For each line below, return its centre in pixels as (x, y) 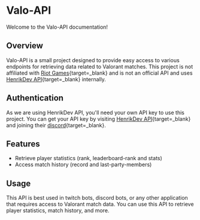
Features (23, 144)
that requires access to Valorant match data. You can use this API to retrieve (100, 204)
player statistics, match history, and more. (58, 210)
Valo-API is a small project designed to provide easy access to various (93, 60)
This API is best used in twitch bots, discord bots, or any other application (97, 198)
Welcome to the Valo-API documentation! (57, 27)
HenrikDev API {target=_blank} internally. (56, 79)
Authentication (35, 98)
